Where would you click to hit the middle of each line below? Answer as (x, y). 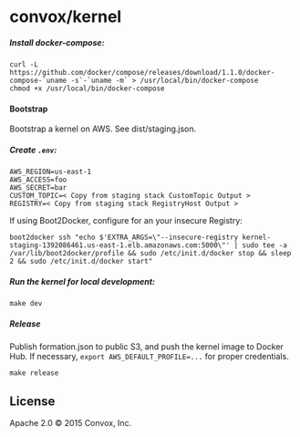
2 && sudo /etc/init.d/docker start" (81, 262)
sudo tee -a (264, 245)
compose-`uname (38, 81)
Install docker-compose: (57, 42)
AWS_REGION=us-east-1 (51, 172)
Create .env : (33, 150)
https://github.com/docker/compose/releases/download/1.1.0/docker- (142, 73)
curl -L (24, 65)
